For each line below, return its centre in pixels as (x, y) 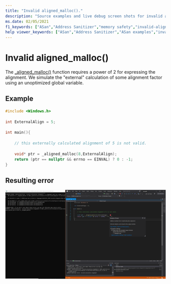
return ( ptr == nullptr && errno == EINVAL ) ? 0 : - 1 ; (74, 159)
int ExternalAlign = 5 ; (31, 122)
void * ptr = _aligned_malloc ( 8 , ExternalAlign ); (66, 154)
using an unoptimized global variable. (45, 83)
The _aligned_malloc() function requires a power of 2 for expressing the (80, 72)
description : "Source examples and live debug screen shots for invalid (84, 16)
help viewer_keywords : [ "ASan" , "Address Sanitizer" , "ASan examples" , (81, 32)
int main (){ (18, 133)
